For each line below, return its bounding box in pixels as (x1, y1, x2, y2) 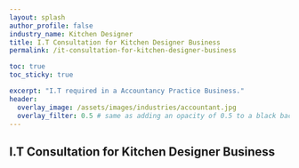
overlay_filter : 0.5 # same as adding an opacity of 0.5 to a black (17, 111, 277, 120)
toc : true (9, 62, 46, 71)
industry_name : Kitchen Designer (9, 29, 133, 38)
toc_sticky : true (9, 70, 74, 80)
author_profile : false (9, 21, 93, 30)
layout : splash (9, 12, 66, 22)
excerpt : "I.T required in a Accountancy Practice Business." (9, 86, 245, 95)
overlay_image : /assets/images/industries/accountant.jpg (17, 103, 238, 112)
